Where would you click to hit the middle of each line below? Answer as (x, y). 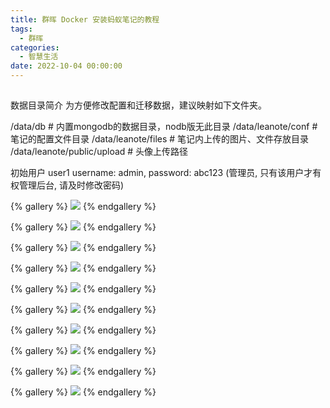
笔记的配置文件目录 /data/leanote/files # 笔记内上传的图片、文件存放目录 (160, 139)
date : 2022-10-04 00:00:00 (66, 66)
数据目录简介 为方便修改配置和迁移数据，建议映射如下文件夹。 (138, 105)
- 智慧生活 (39, 57)
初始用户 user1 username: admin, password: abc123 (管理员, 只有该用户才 (161, 173)
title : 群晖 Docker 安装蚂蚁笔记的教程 (85, 19)
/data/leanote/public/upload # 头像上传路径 (99, 152)
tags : (21, 29)
